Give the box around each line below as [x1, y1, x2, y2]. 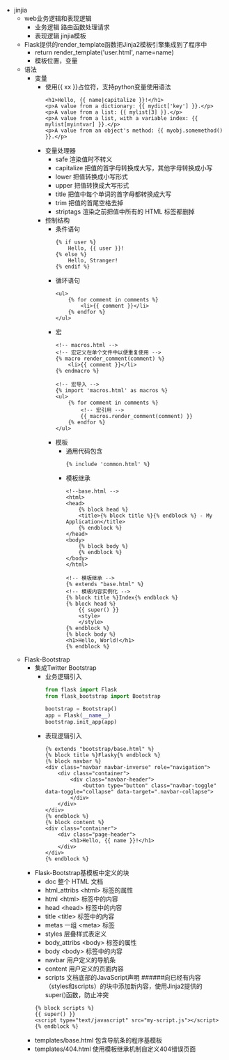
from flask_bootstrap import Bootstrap [45, 692, 161, 700]
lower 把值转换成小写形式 [55, 172, 129, 181]
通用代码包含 [65, 447, 103, 455]
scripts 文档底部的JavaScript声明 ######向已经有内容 [45, 973, 202, 982]
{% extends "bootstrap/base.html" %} [45, 746, 155, 753]
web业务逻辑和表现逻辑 [24, 14, 92, 22]
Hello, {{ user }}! [68, 245, 125, 252]
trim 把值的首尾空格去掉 [55, 199, 124, 207]
